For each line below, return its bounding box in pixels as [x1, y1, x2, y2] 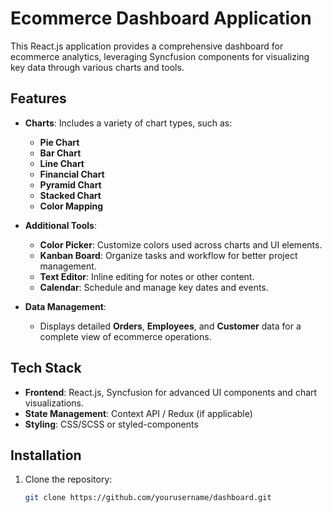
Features [10, 90, 67, 107]
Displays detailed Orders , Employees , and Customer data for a [39, 320, 302, 332]
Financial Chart [39, 168, 105, 180]
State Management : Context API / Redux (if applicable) [24, 407, 253, 419]
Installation [10, 447, 82, 464]
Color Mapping [39, 200, 104, 212]
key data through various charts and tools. [10, 61, 185, 73]
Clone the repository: [24, 473, 113, 486]
